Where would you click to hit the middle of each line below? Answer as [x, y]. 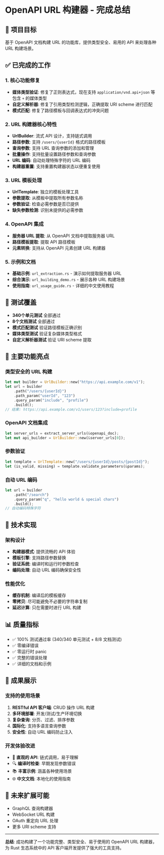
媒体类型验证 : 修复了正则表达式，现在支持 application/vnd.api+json [81, 92]
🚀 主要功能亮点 [27, 357]
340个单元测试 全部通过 [36, 315]
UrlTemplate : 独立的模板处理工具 [45, 192]
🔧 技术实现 [21, 525]
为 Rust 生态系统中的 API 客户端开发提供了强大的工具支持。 [65, 848]
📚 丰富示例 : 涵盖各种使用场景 [42, 771]
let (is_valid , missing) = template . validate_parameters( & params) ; [75, 466]
